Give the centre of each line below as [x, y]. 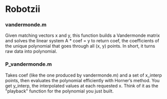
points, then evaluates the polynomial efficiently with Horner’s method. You [82, 80]
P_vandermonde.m [28, 64]
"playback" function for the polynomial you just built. [59, 91]
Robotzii [23, 9]
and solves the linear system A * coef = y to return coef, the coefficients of [82, 41]
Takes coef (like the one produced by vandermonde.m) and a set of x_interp [84, 75]
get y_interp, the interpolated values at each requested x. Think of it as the [82, 86]
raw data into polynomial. [31, 51]
